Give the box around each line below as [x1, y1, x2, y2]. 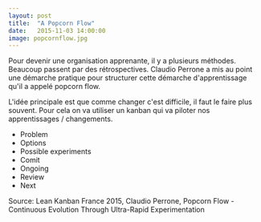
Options [19, 138, 47, 148]
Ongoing [19, 163, 50, 173]
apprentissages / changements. [8, 114, 113, 124]
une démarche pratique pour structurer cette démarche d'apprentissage [8, 73, 247, 83]
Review [19, 172, 45, 182]
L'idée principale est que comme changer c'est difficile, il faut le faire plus [8, 97, 253, 107]
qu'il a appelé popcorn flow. [8, 82, 101, 91]
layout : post [8, 11, 52, 20]
